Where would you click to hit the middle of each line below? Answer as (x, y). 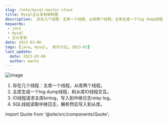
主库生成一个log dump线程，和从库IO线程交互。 (62, 92)
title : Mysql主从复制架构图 (32, 14)
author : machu (24, 61)
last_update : (19, 51)
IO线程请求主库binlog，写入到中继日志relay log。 (63, 98)
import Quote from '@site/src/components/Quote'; (57, 114)
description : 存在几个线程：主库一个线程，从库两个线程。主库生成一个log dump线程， (86, 19)
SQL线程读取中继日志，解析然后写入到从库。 (59, 104)
